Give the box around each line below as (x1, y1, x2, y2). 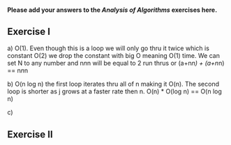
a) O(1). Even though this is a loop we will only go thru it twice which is (7, 44, 209, 52)
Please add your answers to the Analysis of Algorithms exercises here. (7, 6, 218, 14)
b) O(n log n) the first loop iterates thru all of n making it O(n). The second (7, 80, 220, 89)
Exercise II (7, 128, 54, 140)
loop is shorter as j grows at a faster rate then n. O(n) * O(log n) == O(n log (7, 87, 222, 96)
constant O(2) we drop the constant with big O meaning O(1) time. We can (7, 52, 220, 60)
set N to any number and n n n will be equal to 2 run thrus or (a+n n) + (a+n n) (7, 59, 225, 68)
